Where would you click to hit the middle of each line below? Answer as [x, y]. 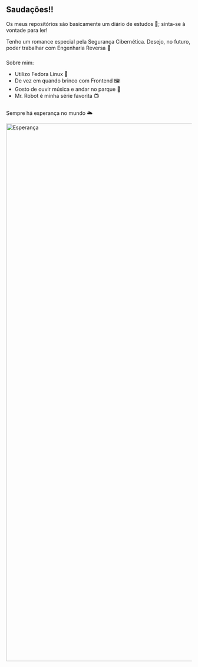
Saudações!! [30, 10]
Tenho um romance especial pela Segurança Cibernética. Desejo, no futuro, [98, 41]
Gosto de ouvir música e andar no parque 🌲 [67, 89]
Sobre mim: [20, 62]
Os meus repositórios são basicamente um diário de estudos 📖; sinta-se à [96, 24]
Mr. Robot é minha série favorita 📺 [57, 95]
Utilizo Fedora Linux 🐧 [41, 74]
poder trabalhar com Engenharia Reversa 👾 [58, 48]
